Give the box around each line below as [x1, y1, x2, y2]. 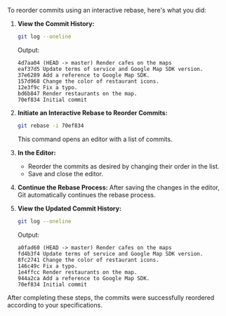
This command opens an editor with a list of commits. [17, 135, 173, 143]
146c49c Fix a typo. [17, 263, 78, 270]
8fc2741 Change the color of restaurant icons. [17, 256, 159, 263]
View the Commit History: [17, 20, 95, 27]
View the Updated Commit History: [17, 204, 121, 213]
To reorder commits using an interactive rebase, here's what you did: [7, 6, 207, 14]
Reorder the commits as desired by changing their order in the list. [27, 162, 220, 171]
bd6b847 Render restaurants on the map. [17, 90, 138, 97]
